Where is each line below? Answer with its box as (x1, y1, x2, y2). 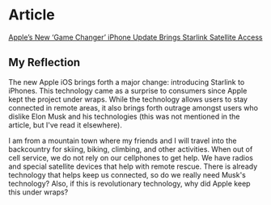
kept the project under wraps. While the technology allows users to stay (8, 94, 248, 104)
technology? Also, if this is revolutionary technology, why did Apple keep (8, 178, 251, 188)
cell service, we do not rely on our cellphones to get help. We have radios (8, 153, 253, 162)
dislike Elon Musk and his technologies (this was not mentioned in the (8, 111, 240, 121)
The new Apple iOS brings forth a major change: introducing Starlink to (8, 77, 245, 86)
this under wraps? (8, 187, 69, 197)
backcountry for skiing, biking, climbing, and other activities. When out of (8, 144, 253, 154)
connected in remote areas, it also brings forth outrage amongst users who (8, 102, 259, 112)
